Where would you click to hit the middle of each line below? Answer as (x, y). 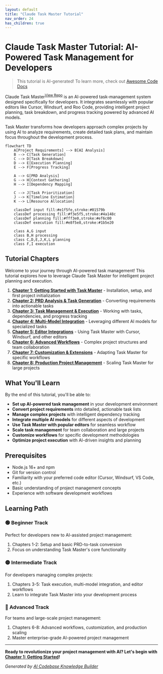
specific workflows (31, 357)
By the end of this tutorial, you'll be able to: (48, 395)
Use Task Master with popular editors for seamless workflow (74, 425)
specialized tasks (29, 326)
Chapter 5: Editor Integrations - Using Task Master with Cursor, (76, 332)
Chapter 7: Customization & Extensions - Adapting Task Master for (80, 352)
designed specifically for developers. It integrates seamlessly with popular (79, 102)
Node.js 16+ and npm (33, 467)
